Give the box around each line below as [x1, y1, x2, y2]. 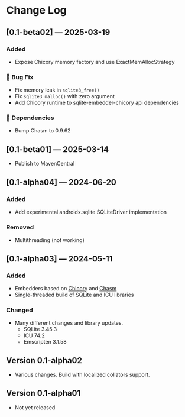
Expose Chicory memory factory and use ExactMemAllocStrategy [14, 58, 175, 65]
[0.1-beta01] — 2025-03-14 [6, 144, 109, 154]
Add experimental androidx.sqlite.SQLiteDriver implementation [14, 208, 167, 215]
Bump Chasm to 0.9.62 [14, 127, 71, 134]
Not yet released [14, 403, 56, 411]
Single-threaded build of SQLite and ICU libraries [14, 291, 134, 298]
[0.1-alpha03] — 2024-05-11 [6, 254, 113, 264]
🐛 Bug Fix [6, 73, 34, 81]
